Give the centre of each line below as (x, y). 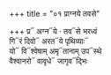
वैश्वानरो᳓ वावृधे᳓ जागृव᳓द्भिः (48, 61)
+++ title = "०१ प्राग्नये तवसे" (55, 14)
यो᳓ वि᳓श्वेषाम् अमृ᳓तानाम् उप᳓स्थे (55, 51)
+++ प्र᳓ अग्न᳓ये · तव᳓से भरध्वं (53, 31)
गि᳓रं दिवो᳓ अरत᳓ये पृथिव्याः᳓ (49, 41)
